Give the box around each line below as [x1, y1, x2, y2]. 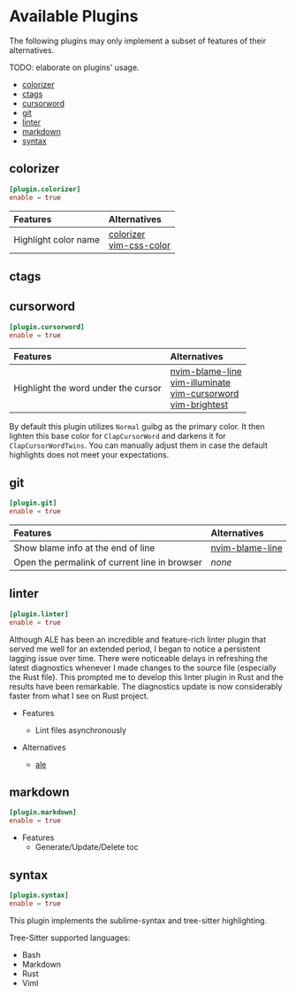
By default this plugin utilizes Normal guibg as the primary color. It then [9, 421, 265, 432]
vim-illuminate [170, 376, 231, 389]
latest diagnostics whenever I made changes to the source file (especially [9, 662, 277, 673]
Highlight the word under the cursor [13, 382, 162, 395]
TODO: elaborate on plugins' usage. [9, 62, 140, 73]
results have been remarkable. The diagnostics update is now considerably [9, 681, 283, 691]
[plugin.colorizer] [9, 184, 81, 194]
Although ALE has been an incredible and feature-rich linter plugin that [9, 634, 267, 644]
